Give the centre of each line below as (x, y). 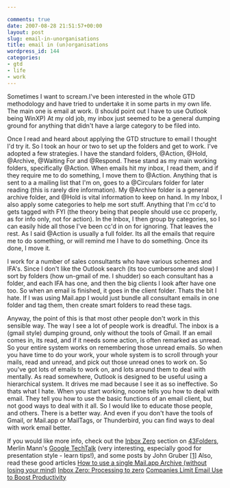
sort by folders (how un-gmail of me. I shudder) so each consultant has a (110, 276)
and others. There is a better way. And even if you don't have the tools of (110, 413)
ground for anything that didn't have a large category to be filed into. (104, 125)
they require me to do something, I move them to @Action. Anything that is (112, 175)
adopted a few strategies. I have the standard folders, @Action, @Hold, (107, 153)
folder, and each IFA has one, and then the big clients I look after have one (112, 283)
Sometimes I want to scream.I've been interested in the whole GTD (101, 96)
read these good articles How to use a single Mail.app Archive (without (107, 463)
